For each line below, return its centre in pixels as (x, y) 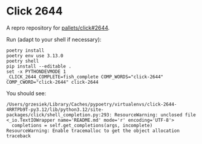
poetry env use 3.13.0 (35, 55)
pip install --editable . (39, 66)
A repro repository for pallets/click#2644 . (58, 28)
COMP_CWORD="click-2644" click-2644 (52, 82)
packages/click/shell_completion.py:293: (59, 115)
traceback (19, 136)
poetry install (25, 50)
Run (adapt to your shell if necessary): (54, 39)
